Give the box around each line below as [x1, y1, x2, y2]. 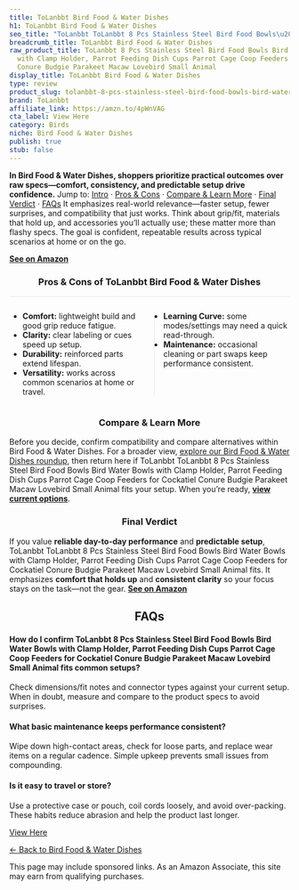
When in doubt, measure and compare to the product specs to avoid [9, 692, 260, 702]
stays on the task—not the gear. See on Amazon [9, 583, 188, 594]
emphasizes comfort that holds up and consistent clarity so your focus [9, 573, 274, 584]
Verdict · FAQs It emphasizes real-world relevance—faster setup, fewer [9, 198, 270, 209]
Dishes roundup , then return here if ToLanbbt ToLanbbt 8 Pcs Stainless [9, 456, 270, 466]
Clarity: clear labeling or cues [21, 329, 132, 340]
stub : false [9, 145, 53, 154]
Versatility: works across [21, 367, 116, 378]
